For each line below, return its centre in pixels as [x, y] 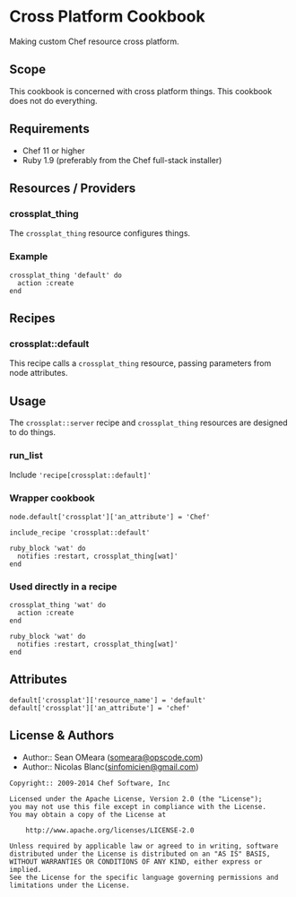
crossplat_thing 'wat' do [57, 605]
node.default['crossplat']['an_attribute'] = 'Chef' [110, 517]
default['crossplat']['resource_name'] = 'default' [108, 700]
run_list [26, 455]
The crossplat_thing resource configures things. [100, 233]
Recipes [32, 318]
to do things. [33, 432]
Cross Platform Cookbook [107, 17]
